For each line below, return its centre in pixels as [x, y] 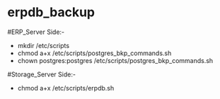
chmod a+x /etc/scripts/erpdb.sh [66, 88]
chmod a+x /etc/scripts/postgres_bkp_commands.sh [94, 53]
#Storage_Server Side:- [42, 74]
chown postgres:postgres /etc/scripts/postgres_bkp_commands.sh [115, 60]
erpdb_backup [51, 12]
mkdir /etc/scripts [43, 45]
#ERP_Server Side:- [36, 32]
